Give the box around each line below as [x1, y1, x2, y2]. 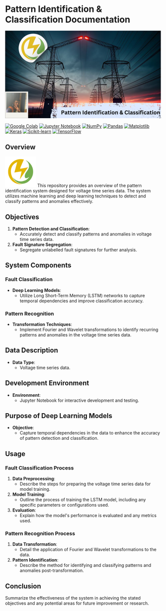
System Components [5, 261, 72, 270]
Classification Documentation [5, 14, 130, 25]
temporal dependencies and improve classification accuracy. [19, 298, 144, 304]
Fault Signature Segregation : [12, 241, 73, 248]
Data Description [5, 346, 58, 355]
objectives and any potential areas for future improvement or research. [5, 600, 149, 607]
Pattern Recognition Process [5, 530, 76, 537]
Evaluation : [12, 507, 36, 513]
